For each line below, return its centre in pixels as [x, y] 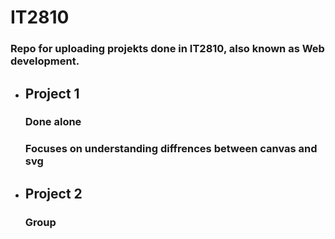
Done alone [53, 122]
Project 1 [52, 93]
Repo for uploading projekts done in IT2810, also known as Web [167, 49]
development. [45, 61]
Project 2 [53, 193]
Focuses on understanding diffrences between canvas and [171, 149]
